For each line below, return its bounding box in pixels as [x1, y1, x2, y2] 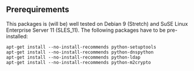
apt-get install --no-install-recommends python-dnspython [6, 49, 154, 55]
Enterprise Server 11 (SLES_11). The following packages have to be [6, 26, 166, 33]
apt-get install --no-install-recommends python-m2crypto [6, 59, 151, 65]
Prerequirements [6, 5, 69, 15]
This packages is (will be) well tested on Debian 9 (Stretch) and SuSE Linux [6, 20, 188, 27]
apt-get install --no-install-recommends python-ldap [6, 54, 141, 60]
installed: [6, 32, 28, 40]
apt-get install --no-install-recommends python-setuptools [6, 44, 157, 50]
